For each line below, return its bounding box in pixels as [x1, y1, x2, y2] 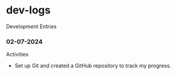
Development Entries [6, 23, 57, 30]
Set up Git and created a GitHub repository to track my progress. [14, 62, 172, 69]
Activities [6, 51, 29, 58]
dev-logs [6, 4, 51, 17]
